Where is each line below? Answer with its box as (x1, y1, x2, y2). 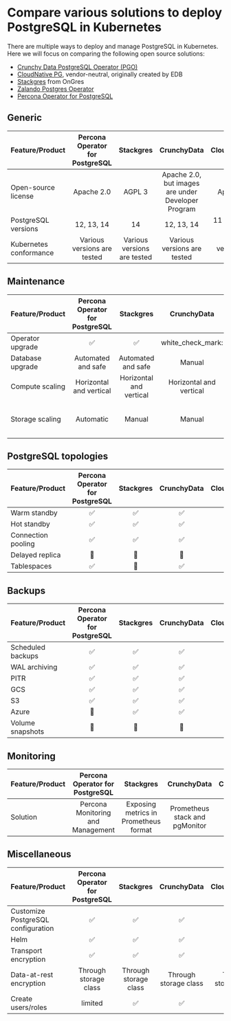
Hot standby (10, 519, 50, 529)
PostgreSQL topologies (7, 450, 109, 462)
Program (167, 204, 196, 214)
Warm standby (10, 508, 58, 518)
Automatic (75, 414, 109, 424)
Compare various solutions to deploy (7, 5, 222, 21)
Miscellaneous (7, 848, 71, 860)
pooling (10, 539, 35, 549)
